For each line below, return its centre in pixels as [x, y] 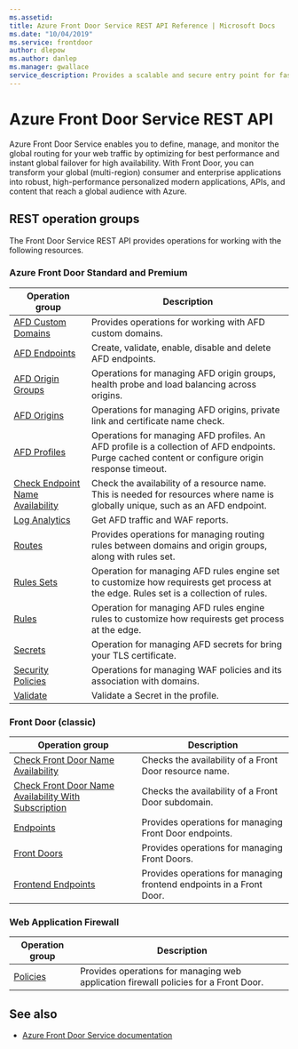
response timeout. [129, 468]
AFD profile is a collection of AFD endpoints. [184, 446]
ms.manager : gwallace [49, 68]
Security [31, 669]
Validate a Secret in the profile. [155, 695]
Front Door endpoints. [187, 834]
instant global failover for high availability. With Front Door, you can [132, 163]
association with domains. [145, 681]
